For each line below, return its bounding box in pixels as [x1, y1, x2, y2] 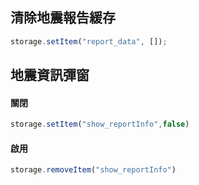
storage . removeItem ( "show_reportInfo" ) [10, 165, 177, 175]
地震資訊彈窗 [10, 67, 90, 84]
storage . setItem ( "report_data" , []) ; [10, 36, 168, 47]
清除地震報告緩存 [10, 9, 116, 27]
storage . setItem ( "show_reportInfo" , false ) [10, 119, 190, 130]
